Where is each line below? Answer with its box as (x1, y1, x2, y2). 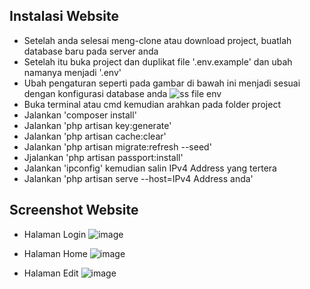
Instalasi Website (9, 8, 119, 25)
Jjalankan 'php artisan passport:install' (23, 151, 184, 163)
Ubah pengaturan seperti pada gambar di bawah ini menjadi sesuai (23, 77, 301, 89)
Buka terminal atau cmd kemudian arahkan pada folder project (23, 98, 281, 110)
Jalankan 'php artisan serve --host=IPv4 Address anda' (23, 172, 254, 184)
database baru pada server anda (23, 45, 159, 57)
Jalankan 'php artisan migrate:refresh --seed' (23, 140, 212, 153)
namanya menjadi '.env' (23, 66, 122, 78)
